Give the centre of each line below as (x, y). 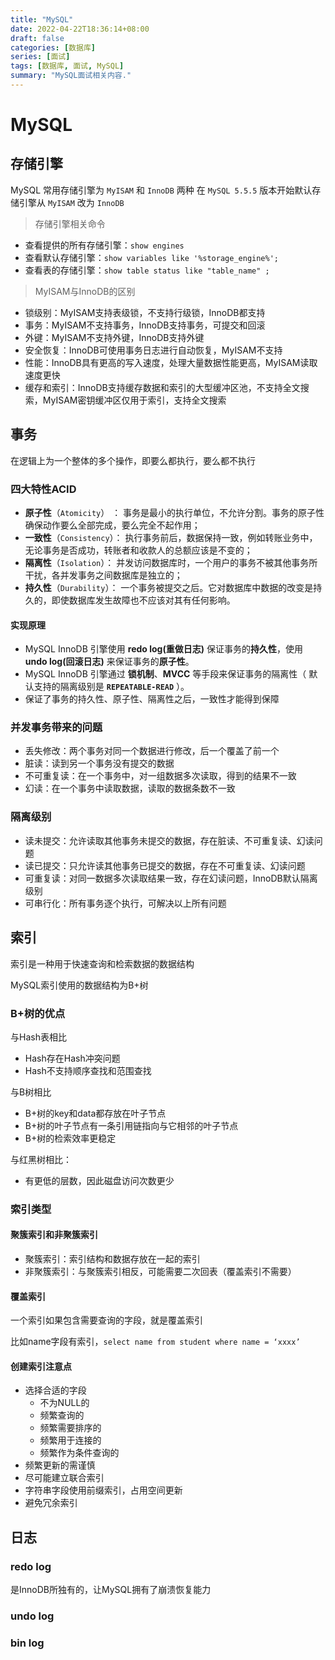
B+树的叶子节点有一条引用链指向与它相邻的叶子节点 (131, 1125)
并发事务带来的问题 (56, 728)
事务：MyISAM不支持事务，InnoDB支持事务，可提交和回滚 (145, 325)
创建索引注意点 (41, 1366)
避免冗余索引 (51, 1503)
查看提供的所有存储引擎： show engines (104, 245)
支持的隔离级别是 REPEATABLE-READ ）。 (111, 687)
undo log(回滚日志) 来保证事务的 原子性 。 (109, 662)
